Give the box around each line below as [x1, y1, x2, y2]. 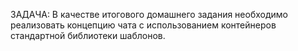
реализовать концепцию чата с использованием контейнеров [10, 19, 277, 31]
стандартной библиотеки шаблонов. [10, 30, 166, 41]
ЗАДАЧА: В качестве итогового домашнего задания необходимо [10, 9, 288, 20]
